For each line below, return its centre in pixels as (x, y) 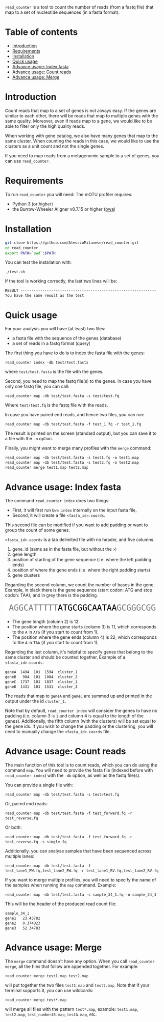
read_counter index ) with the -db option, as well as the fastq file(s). (73, 775)
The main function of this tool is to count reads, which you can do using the (81, 765)
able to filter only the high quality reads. (45, 126)
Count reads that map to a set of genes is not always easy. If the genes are (81, 111)
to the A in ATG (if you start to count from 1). (55, 632)
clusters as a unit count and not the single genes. (55, 146)
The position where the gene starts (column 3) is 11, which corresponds (84, 626)
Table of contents (42, 32)
